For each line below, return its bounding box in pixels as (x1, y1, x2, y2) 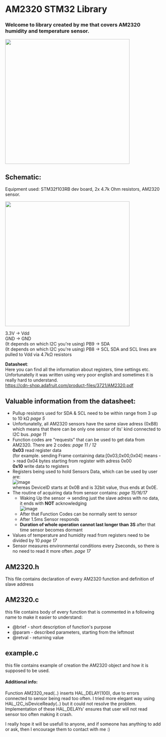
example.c (5, 649, 39, 658)
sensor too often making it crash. (5, 711, 73, 717)
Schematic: (5, 173, 41, 181)
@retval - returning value (12, 634, 64, 640)
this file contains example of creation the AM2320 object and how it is (5, 662, 149, 668)
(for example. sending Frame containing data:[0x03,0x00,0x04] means (12, 453, 158, 459)
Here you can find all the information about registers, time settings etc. (5, 367, 150, 372)
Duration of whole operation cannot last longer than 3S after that (19, 522, 156, 528)
